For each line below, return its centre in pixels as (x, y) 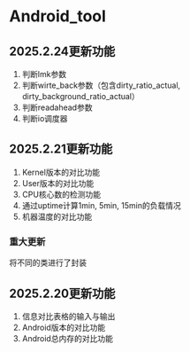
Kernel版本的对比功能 (61, 172)
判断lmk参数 (44, 74)
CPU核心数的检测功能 (61, 194)
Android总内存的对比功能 (67, 338)
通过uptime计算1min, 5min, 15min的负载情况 (101, 205)
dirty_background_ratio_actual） (80, 96)
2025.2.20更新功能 (62, 293)
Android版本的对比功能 (64, 327)
